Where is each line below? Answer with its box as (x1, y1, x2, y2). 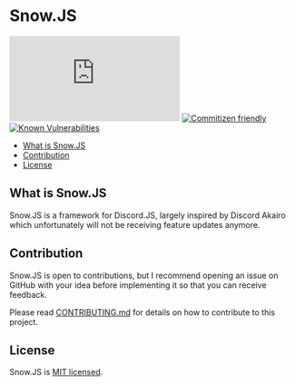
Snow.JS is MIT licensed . (9, 367, 103, 378)
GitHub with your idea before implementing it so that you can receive (9, 279, 267, 291)
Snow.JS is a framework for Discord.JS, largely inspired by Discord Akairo (9, 210, 286, 221)
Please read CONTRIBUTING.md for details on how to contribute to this (9, 306, 275, 318)
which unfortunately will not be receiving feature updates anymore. (9, 219, 261, 230)
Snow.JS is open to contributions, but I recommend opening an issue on (9, 270, 279, 281)
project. (9, 316, 39, 327)
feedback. (9, 289, 47, 300)
